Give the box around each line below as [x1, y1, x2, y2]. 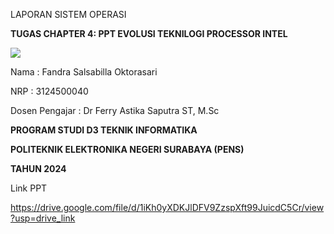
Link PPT [10, 182, 48, 194]
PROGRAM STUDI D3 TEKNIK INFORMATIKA [10, 124, 198, 136]
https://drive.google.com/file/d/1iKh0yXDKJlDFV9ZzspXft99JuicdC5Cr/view [10, 202, 325, 213]
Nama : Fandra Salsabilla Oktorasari [10, 66, 158, 78]
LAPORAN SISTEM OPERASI [10, 9, 127, 20]
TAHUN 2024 [10, 163, 67, 174]
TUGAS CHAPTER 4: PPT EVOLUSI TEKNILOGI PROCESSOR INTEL [10, 28, 288, 39]
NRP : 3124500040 [10, 85, 89, 97]
